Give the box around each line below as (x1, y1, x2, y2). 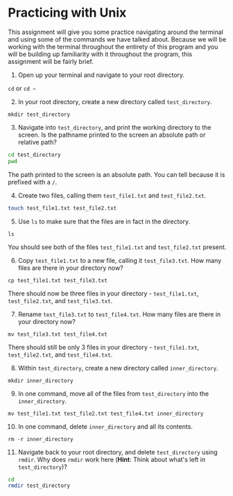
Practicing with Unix (8, 5, 127, 21)
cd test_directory (8, 151, 61, 158)
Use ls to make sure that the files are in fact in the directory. (17, 217, 191, 225)
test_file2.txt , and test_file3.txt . (8, 296, 113, 305)
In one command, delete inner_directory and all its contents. (17, 422, 193, 431)
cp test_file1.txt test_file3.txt (8, 277, 108, 284)
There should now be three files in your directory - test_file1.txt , (8, 289, 199, 298)
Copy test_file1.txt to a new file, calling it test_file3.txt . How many (17, 256, 222, 264)
